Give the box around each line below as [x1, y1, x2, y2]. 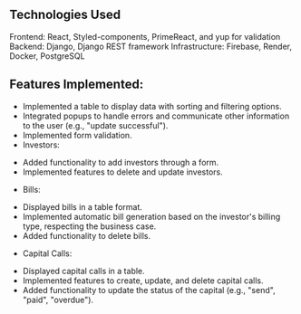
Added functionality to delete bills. [22, 230, 151, 241]
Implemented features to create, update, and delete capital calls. [22, 275, 264, 286]
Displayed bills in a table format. [22, 201, 143, 212]
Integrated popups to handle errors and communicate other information [22, 110, 290, 121]
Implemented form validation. [22, 129, 133, 140]
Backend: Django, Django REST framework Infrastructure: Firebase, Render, [9, 41, 293, 52]
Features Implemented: [9, 77, 144, 92]
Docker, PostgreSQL [9, 50, 85, 62]
